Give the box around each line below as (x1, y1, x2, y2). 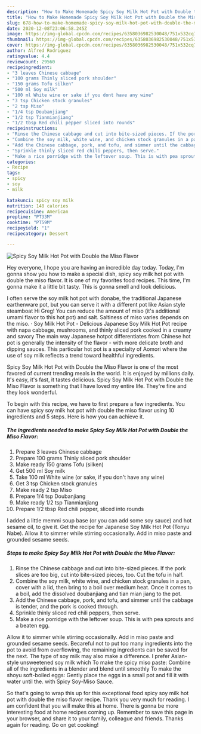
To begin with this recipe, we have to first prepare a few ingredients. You (7, 400, 185, 407)
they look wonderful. (7, 389, 58, 396)
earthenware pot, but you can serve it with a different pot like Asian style (7, 301, 185, 308)
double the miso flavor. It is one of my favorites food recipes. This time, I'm (7, 276, 191, 284)
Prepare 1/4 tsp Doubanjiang (15, 493, 86, 500)
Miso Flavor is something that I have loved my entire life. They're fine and (7, 382, 187, 389)
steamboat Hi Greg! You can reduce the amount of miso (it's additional (7, 307, 180, 314)
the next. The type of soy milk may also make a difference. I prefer (7, 652, 170, 659)
